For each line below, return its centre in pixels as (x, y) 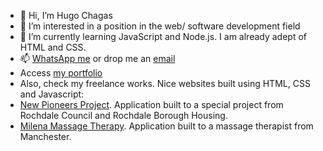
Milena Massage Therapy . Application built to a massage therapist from (166, 126)
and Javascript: (52, 94)
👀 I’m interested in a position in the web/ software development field (160, 26)
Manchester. (45, 136)
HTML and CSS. (53, 47)
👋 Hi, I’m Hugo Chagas (66, 15)
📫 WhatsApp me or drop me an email (97, 58)
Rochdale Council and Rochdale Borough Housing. (123, 115)
